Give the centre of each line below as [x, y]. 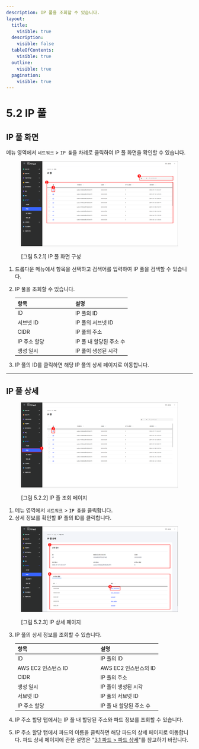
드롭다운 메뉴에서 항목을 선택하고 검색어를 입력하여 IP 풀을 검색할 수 [93, 269]
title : [20, 25]
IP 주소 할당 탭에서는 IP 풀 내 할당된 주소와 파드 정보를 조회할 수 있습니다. [99, 720]
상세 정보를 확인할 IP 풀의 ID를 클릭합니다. [63, 518]
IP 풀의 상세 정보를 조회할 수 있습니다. [58, 634]
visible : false [36, 44]
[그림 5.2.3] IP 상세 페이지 [51, 622]
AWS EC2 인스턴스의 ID [128, 668]
